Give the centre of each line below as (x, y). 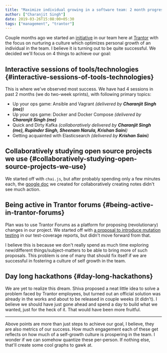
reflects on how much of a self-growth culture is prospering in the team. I (80, 334)
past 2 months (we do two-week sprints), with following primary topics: (78, 94)
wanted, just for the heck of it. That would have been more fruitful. (73, 309)
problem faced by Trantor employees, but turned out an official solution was (83, 293)
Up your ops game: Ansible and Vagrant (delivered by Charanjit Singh (84, 104)
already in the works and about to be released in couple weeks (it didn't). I (81, 299)
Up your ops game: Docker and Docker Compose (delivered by (77, 114)
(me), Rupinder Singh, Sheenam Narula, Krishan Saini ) (70, 130)
